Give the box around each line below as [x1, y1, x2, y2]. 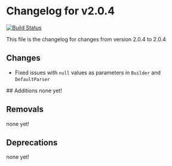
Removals [6, 104, 44, 114]
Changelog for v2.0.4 [6, 4, 115, 18]
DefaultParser [14, 76, 50, 82]
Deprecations [6, 137, 58, 147]
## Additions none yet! [6, 87, 63, 94]
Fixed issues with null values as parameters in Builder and [14, 69, 161, 76]
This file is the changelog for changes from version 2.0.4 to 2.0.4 [6, 35, 166, 43]
